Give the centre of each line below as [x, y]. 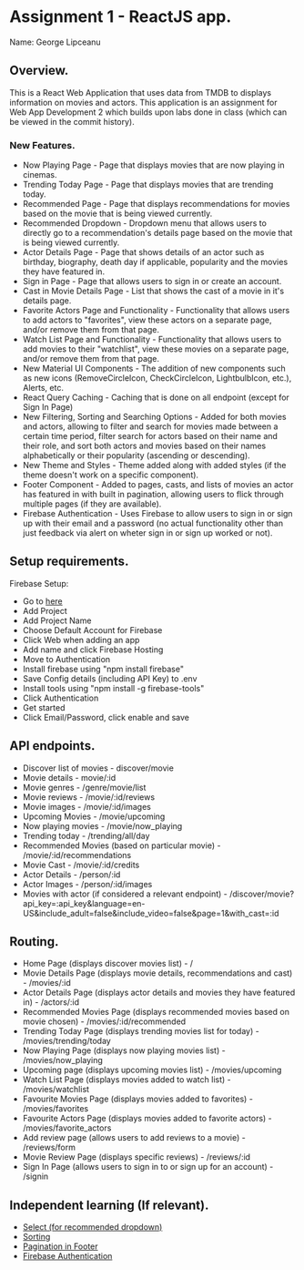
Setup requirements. [69, 562]
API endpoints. [52, 746]
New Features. [42, 145]
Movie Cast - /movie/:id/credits [81, 865]
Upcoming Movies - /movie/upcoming [94, 816]
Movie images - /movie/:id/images [87, 806]
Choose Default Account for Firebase [92, 630]
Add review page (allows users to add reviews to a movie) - [134, 1138]
